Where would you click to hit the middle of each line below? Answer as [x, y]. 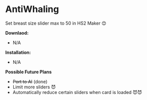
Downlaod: [17, 33]
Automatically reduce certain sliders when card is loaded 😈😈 [77, 92]
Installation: [18, 52]
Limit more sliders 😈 [34, 87]
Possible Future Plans [29, 72]
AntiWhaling [32, 9]
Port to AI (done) [30, 81]
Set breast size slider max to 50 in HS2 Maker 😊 [56, 23]
